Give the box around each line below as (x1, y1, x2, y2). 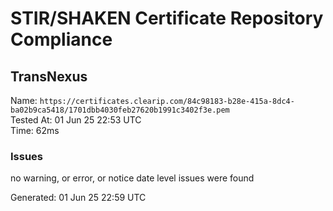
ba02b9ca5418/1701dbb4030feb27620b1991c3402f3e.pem (10, 105, 230, 115)
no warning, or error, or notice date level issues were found (10, 172, 255, 184)
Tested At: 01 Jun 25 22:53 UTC (10, 114, 142, 126)
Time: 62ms (10, 125, 60, 136)
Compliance (10, 28, 113, 51)
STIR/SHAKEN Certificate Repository (10, 7, 324, 30)
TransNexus (10, 68, 88, 85)
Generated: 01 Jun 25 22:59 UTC (10, 192, 147, 204)
